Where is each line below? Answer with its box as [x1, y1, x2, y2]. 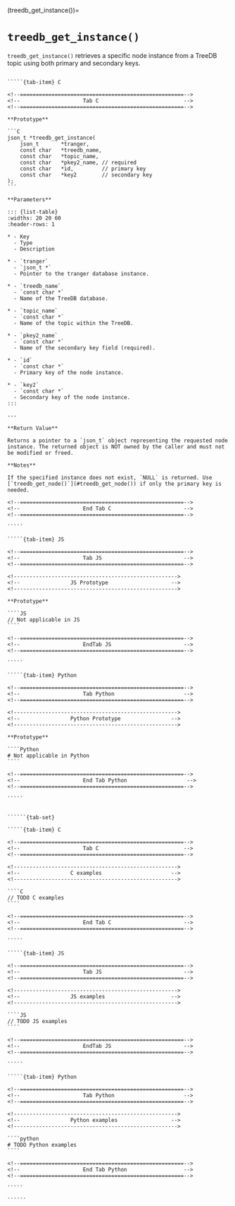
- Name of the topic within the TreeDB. [13, 319, 134, 327]
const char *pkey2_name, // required [20, 159, 137, 166]
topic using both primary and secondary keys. [7, 59, 141, 67]
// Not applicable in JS [7, 616, 80, 623]
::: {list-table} [7, 208, 58, 215]
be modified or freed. [7, 449, 74, 456]
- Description [13, 245, 55, 253]
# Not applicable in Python [7, 752, 90, 759]
